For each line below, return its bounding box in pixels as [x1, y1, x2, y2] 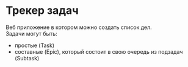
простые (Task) [14, 42, 55, 49]
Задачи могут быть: [5, 30, 57, 37]
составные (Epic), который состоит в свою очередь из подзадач [14, 48, 183, 55]
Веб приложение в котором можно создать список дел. [5, 24, 152, 31]
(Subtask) [14, 54, 40, 62]
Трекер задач [5, 4, 79, 18]
